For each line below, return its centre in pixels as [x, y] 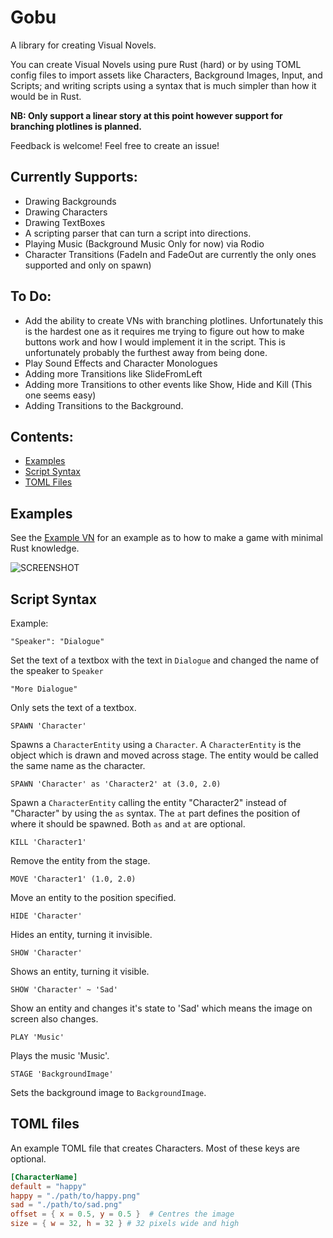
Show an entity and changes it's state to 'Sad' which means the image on [161, 1008]
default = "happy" [48, 1186]
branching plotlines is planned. [76, 126]
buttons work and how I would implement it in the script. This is [155, 342]
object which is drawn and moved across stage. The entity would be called [164, 755]
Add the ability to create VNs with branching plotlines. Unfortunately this [174, 320]
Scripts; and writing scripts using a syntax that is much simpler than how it [163, 85]
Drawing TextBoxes [65, 222]
